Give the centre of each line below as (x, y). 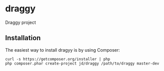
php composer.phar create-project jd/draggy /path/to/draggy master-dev (82, 63)
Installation (23, 38)
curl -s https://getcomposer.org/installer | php (58, 59)
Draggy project (21, 22)
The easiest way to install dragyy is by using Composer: (63, 50)
